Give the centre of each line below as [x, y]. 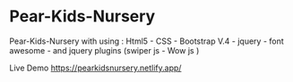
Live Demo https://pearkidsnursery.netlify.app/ [95, 68]
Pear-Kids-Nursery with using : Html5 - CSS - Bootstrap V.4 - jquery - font [146, 41]
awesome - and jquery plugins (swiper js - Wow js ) [104, 50]
